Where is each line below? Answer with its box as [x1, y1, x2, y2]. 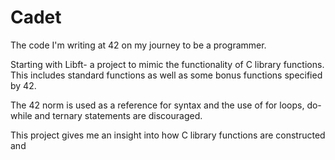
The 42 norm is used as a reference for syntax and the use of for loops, [10, 99, 305, 111]
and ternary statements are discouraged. [34, 109, 203, 121]
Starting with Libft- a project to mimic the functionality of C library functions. [10, 58, 325, 70]
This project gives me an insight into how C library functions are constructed [10, 129, 326, 141]
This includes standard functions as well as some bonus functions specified [10, 69, 323, 81]
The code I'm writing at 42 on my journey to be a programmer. [10, 39, 267, 51]
